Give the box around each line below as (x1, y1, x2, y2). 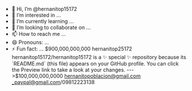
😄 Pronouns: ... (11, 39, 50, 46)
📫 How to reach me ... (11, 31, 66, 37)
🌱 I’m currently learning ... (11, 18, 74, 24)
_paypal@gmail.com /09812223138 (11, 79, 95, 85)
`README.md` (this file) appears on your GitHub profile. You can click (11, 60, 179, 67)
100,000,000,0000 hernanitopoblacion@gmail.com (18, 72, 141, 79)
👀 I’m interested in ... (11, 12, 61, 19)
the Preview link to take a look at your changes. (11, 67, 125, 73)
